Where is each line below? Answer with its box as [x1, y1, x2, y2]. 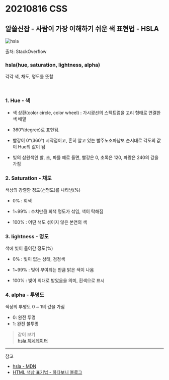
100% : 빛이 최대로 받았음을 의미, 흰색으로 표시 [12, 278, 105, 284]
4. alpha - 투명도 [5, 291, 44, 298]
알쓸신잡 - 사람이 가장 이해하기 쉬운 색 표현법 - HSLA [5, 24, 159, 33]
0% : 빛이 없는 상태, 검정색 [12, 256, 65, 262]
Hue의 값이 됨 [18, 143, 45, 149]
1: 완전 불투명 [12, 321, 39, 327]
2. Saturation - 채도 [5, 175, 52, 182]
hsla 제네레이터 [17, 338, 48, 344]
